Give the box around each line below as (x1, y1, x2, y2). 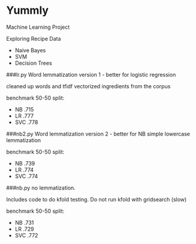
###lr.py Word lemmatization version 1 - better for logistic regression (6, 71, 176, 78)
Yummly (6, 4, 49, 17)
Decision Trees (14, 59, 52, 67)
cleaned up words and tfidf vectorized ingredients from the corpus (6, 82, 171, 90)
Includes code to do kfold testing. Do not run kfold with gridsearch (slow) (6, 195, 187, 203)
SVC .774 (14, 172, 38, 180)
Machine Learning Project (6, 23, 70, 31)
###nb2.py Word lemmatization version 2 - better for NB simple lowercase (6, 130, 191, 137)
